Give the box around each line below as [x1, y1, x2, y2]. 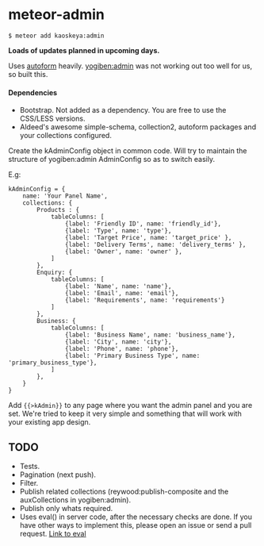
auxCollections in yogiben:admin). [19, 494, 132, 505]
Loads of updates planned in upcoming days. [8, 45, 160, 55]
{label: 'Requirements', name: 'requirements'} [64, 296, 225, 305]
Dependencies [8, 87, 58, 97]
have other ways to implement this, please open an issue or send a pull [19, 520, 252, 529]
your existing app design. [8, 417, 91, 427]
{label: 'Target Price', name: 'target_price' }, [64, 234, 232, 242]
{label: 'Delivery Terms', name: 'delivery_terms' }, [64, 240, 247, 249]
